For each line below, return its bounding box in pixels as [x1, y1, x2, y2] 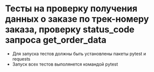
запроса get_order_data [5, 35, 107, 46]
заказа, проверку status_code [5, 24, 135, 35]
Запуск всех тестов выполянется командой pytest [12, 61, 118, 67]
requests [12, 56, 31, 62]
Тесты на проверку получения [5, 3, 138, 14]
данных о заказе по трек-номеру [5, 13, 149, 25]
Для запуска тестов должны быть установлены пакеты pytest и [12, 50, 147, 57]
